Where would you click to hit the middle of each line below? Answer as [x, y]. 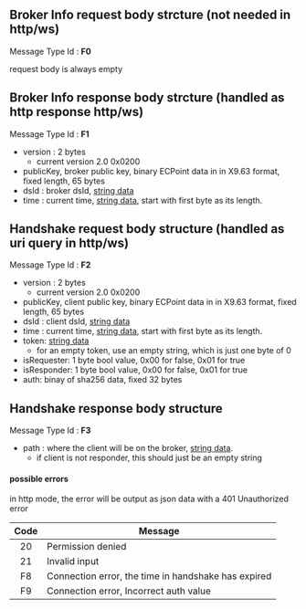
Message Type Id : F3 [50, 430]
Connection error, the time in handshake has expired [159, 576]
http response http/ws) [77, 112]
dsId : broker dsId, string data [78, 190]
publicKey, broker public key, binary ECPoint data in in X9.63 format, [151, 171]
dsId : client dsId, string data [76, 321]
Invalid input [73, 562]
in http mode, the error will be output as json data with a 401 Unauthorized [149, 499]
